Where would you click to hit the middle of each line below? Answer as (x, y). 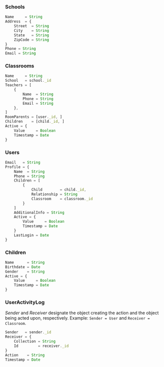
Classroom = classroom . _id (62, 199)
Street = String (32, 26)
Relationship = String (54, 194)
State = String (32, 35)
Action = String (25, 355)
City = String (32, 30)
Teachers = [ (18, 85)
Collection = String (35, 342)
